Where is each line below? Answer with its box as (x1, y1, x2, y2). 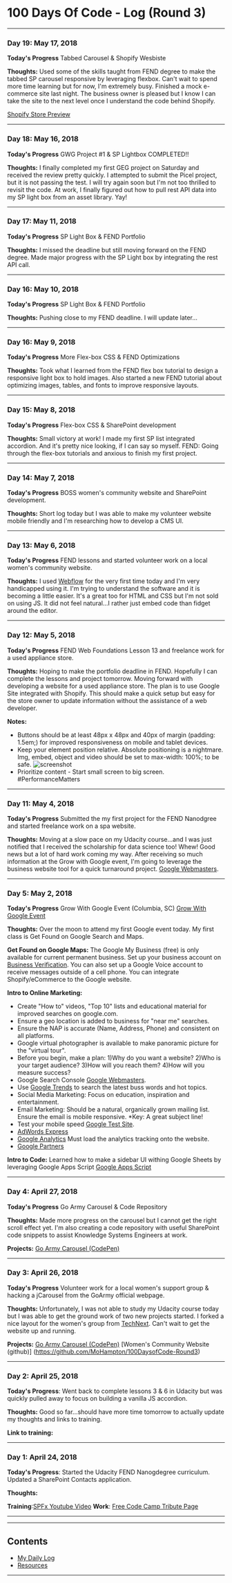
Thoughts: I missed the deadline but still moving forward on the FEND (7, 245, 206, 254)
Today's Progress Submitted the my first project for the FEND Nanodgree (7, 814, 217, 822)
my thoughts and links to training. (7, 1415, 102, 1424)
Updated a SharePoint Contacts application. (7, 1476, 132, 1484)
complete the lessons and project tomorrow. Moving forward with (7, 674, 193, 682)
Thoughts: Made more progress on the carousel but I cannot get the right (7, 1216, 217, 1225)
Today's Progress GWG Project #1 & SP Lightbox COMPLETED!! (7, 150, 189, 158)
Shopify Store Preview (7, 110, 71, 119)
